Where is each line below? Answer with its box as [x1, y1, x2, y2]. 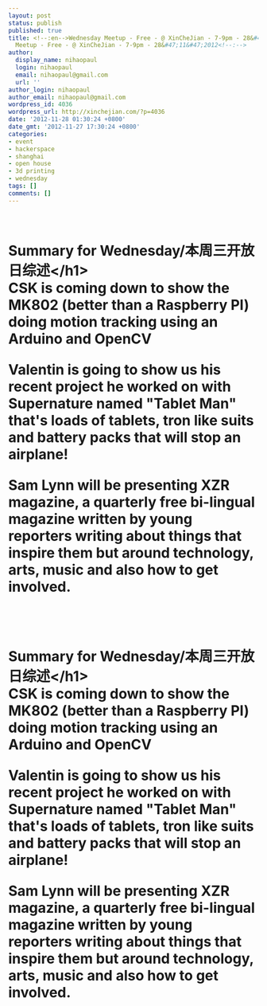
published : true [8, 26, 62, 34]
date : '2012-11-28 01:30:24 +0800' [8, 115, 126, 123]
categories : [8, 130, 48, 138]
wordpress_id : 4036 [8, 100, 73, 108]
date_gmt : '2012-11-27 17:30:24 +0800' [8, 123, 141, 131]
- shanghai [8, 152, 44, 160]
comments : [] [8, 189, 52, 198]
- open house [8, 160, 52, 168]
